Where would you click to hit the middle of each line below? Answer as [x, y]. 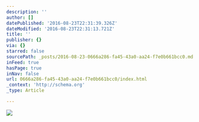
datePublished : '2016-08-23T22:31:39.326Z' [62, 23]
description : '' [27, 12]
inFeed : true [23, 62]
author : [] [20, 18]
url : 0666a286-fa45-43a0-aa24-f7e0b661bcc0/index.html [77, 79]
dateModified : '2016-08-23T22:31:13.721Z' [60, 29]
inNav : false [23, 74]
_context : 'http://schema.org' [46, 85]
